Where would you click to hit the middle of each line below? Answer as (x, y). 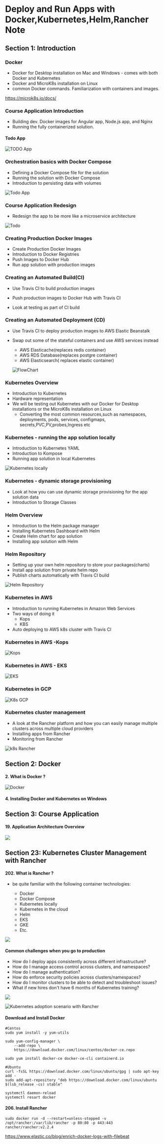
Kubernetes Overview (32, 383)
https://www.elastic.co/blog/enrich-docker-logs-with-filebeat (67, 1136)
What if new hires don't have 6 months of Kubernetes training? (75, 988)
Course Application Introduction (44, 111)
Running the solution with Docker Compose (56, 178)
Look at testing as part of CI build (46, 307)
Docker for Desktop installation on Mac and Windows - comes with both (85, 73)
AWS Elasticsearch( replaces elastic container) (67, 360)
